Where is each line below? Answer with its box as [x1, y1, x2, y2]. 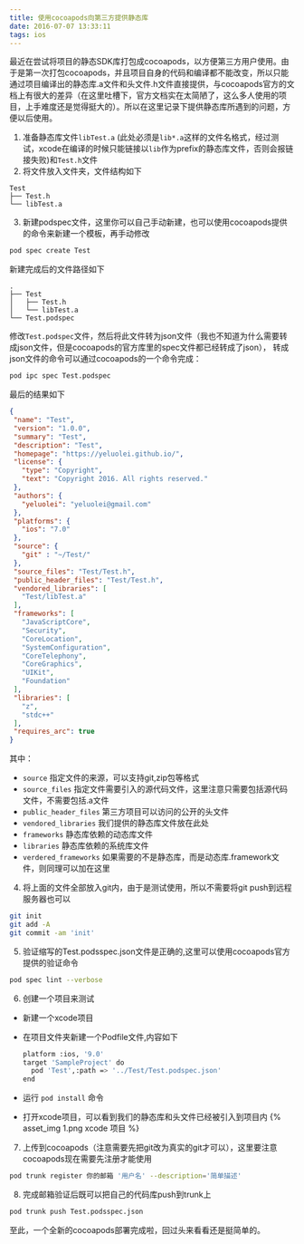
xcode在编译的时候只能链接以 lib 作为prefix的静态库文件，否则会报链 [38, 143, 294, 154]
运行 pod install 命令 [22, 1093, 104, 1104]
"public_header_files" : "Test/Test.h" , [13, 575, 165, 584]
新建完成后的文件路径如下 [9, 264, 105, 275]
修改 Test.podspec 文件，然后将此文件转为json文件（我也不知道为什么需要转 [9, 331, 288, 342]
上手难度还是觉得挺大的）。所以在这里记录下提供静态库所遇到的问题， [24, 101, 283, 112]
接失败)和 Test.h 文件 [22, 155, 98, 166]
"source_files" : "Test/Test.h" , [13, 567, 136, 576]
